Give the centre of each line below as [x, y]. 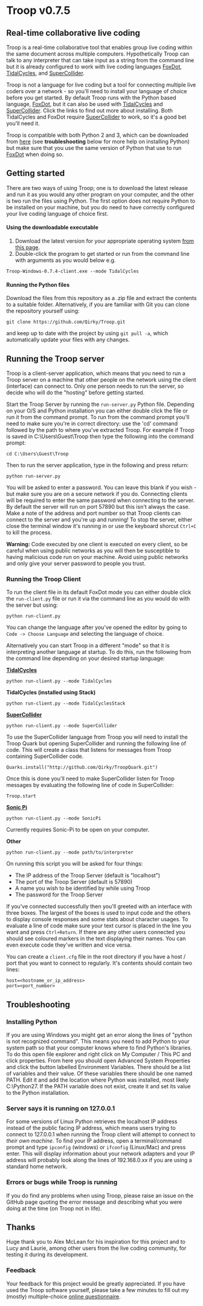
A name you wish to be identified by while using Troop [82, 888]
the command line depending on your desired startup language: [85, 658]
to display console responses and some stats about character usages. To [97, 919]
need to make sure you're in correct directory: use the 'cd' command [92, 423]
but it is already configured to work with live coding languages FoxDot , [94, 67]
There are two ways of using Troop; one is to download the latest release [97, 188]
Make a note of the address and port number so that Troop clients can [94, 513]
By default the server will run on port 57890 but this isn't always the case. [98, 507]
